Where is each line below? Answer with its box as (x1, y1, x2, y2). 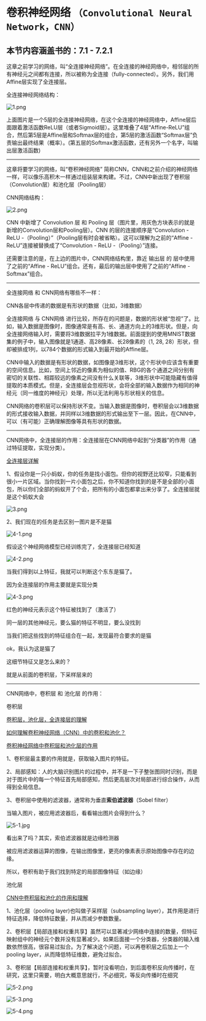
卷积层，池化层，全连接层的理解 (6, 716, 87, 723)
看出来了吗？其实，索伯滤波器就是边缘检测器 (6, 835, 120, 841)
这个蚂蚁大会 (11, 493, 44, 500)
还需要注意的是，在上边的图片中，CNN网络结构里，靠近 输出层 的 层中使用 (6, 255, 195, 262)
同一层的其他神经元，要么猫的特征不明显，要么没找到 (6, 619, 141, 626)
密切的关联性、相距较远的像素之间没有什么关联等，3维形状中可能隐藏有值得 (6, 374, 198, 381)
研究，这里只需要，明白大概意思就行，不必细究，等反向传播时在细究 (6, 971, 178, 979)
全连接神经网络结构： (6, 91, 60, 98)
